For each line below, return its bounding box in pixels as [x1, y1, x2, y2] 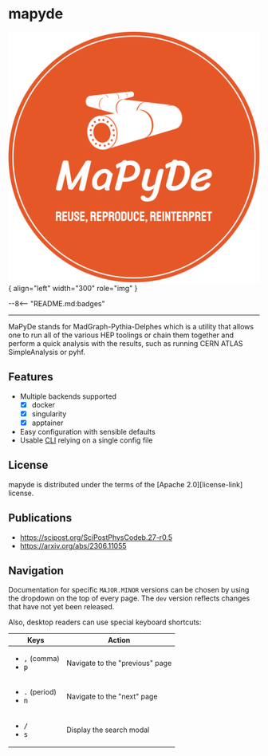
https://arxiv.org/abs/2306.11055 [19, 541, 127, 550]
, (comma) [23, 654, 60, 663]
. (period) [23, 687, 57, 697]
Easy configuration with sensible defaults [19, 427, 156, 436]
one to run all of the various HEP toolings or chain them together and [8, 330, 234, 340]
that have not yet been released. [8, 602, 115, 612]
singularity [31, 408, 67, 419]
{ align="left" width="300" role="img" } [8, 283, 138, 293]
